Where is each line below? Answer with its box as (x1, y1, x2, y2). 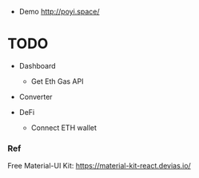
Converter (18, 92, 53, 101)
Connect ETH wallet (30, 123, 98, 133)
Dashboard (18, 61, 57, 70)
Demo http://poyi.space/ (18, 7, 100, 16)
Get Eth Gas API (30, 76, 84, 86)
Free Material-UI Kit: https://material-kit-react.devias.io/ (7, 161, 191, 171)
